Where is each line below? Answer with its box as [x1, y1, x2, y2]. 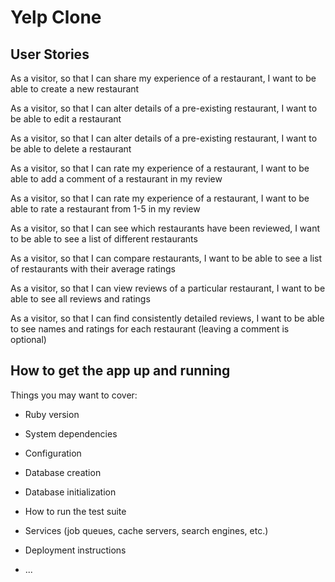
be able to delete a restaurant [10, 143, 132, 155]
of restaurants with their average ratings [10, 263, 176, 275]
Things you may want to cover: [10, 389, 138, 401]
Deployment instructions [24, 544, 127, 556]
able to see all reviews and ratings [10, 293, 151, 305]
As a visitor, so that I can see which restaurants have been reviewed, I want [10, 222, 321, 234]
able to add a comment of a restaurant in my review [10, 173, 223, 185]
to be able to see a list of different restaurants [10, 233, 198, 245]
